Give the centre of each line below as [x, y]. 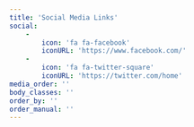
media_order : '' [40, 84]
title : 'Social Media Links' [64, 17]
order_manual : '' [42, 109]
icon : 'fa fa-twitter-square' [98, 68]
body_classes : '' [42, 92]
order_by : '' [34, 101]
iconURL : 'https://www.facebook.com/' [114, 51]
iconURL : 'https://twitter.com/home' [112, 76]
